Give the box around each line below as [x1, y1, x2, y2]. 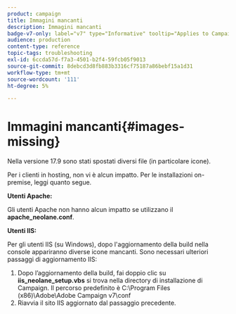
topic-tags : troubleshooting [7, 50, 93, 57]
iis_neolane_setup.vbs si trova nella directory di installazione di [17, 276, 203, 285]
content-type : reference [7, 43, 80, 50]
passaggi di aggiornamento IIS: [7, 255, 98, 264]
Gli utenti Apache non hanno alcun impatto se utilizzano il [7, 206, 173, 214]
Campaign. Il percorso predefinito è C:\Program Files [17, 284, 171, 292]
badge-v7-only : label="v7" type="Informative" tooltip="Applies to [7, 30, 209, 37]
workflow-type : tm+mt [7, 69, 71, 76]
